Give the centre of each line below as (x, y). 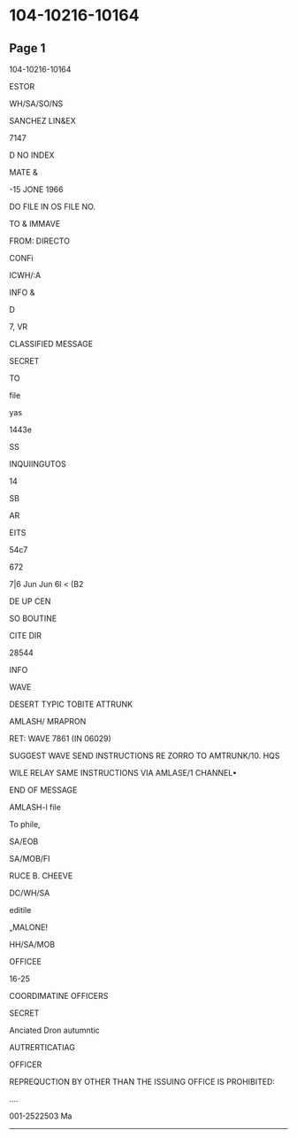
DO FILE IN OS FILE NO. (52, 206)
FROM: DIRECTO (40, 241)
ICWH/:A (25, 275)
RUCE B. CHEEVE (41, 876)
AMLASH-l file (35, 807)
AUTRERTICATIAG (42, 1047)
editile (20, 910)
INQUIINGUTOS (38, 464)
